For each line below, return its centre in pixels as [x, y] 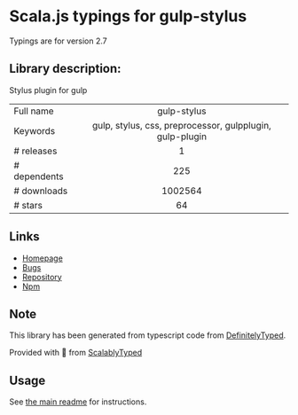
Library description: [65, 69]
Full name [34, 111]
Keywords [35, 130]
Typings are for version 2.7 [59, 41]
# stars [28, 205]
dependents [39, 176]
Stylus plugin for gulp [48, 90]
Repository [42, 277]
